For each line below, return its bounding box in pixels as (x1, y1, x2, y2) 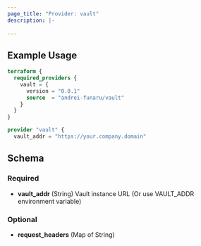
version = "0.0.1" (25, 87, 80, 95)
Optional (7, 214, 37, 224)
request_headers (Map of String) (17, 230, 115, 239)
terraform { (7, 68, 42, 75)
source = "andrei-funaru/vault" (25, 94, 125, 101)
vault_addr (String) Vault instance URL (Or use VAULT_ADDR (17, 189, 195, 198)
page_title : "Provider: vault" (7, 10, 99, 18)
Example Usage (7, 49, 78, 61)
